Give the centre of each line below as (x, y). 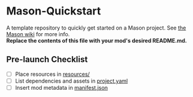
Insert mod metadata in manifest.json (61, 87)
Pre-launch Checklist (47, 59)
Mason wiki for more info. (38, 34)
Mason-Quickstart (54, 11)
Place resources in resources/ (52, 74)
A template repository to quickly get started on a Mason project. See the (96, 28)
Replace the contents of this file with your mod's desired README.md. (97, 40)
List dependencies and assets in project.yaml (71, 81)
